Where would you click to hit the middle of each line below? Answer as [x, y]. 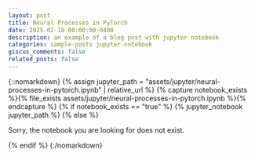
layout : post [29, 15]
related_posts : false [44, 60]
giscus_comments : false [47, 52]
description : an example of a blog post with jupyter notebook [114, 37]
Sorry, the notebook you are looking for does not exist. [96, 130]
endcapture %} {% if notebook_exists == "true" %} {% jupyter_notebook [126, 106]
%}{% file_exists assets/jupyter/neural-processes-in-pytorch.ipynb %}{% [127, 98]
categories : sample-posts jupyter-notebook [80, 45]
